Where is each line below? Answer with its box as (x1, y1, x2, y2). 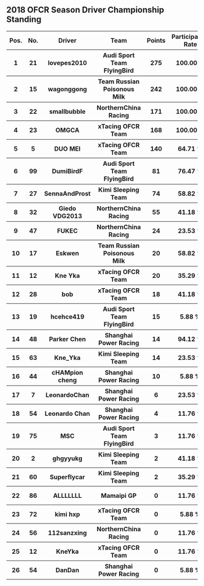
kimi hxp (54, 510, 80, 519)
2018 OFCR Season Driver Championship (6, 5, 165, 15)
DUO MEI (54, 144, 81, 153)
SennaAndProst (44, 189, 91, 198)
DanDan (55, 565, 80, 574)
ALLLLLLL (53, 491, 82, 500)
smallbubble (49, 107, 86, 115)
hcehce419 (50, 312, 85, 321)
